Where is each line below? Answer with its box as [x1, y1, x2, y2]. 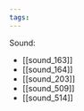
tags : [9, 12, 29, 22]
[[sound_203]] [21, 73, 76, 84]
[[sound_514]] [21, 92, 73, 103]
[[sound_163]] [21, 54, 73, 65]
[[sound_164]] [21, 64, 73, 75]
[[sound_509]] [21, 83, 75, 93]
